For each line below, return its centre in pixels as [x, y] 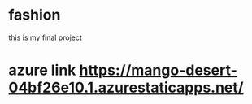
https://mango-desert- [159, 70]
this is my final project [46, 37]
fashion [35, 15]
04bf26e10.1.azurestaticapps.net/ [126, 88]
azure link [42, 70]
